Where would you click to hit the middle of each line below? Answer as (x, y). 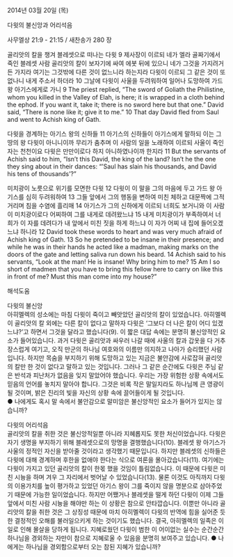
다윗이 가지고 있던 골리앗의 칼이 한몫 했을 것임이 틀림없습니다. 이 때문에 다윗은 (113, 468)
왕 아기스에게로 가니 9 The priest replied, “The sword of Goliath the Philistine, (116, 89)
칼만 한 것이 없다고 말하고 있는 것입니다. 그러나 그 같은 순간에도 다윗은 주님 (115, 367)
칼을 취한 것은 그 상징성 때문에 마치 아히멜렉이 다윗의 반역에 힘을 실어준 (122, 512)
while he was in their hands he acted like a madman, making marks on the (113, 247)
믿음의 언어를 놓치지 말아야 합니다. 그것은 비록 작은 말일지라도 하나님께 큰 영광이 (116, 384)
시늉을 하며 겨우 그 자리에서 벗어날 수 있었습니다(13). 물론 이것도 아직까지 (113, 477)
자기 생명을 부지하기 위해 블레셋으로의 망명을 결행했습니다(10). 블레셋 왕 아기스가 (116, 442)
